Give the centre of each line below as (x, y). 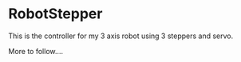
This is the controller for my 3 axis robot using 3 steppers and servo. (121, 36)
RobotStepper (55, 14)
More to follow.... (36, 51)
